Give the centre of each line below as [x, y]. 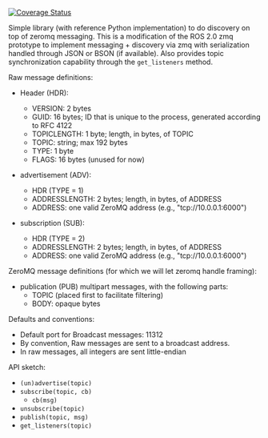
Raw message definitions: [51, 77]
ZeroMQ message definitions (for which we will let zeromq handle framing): [133, 271]
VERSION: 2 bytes [62, 108]
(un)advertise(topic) [56, 384]
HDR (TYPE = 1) [58, 191]
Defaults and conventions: [51, 319]
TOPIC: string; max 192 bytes [80, 143]
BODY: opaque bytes [66, 303]
